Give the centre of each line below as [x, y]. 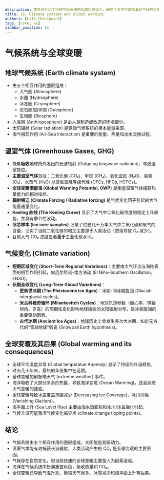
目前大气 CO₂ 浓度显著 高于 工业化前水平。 [54, 236]
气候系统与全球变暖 [44, 53]
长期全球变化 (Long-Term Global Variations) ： [59, 284]
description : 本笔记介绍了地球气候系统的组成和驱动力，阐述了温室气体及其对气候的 [79, 10]
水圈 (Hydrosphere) [39, 97]
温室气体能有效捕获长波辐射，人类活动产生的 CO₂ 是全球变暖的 [75, 448]
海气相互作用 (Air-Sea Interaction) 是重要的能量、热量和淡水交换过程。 [83, 134]
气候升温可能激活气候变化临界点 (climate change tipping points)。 [78, 413]
